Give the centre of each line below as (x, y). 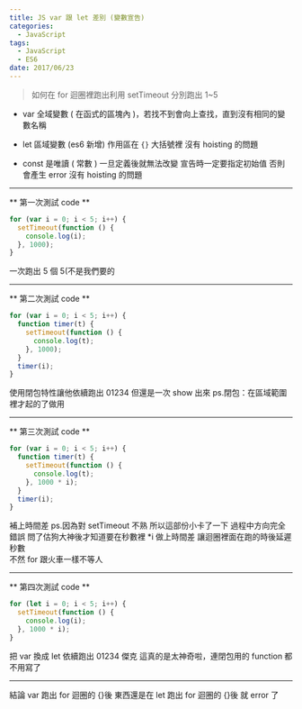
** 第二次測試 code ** (49, 299)
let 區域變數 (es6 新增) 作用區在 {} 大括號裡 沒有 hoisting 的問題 (140, 144)
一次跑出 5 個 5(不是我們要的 (62, 271)
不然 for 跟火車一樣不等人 (56, 559)
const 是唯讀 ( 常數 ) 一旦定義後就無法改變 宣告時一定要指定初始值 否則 (154, 163)
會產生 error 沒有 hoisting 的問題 (82, 174)
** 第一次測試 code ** (49, 202)
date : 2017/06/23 (42, 68)
